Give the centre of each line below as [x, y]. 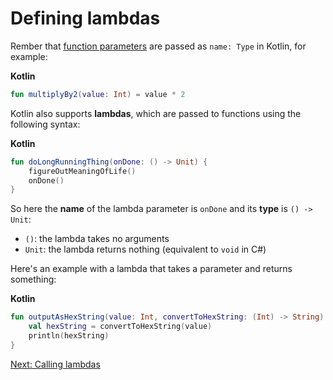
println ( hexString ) [69, 336]
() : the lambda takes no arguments [97, 239]
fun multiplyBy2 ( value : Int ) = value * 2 [98, 94]
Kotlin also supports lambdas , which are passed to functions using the [156, 113]
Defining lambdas [85, 18]
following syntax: [45, 124]
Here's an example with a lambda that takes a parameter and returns [151, 269]
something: [33, 279]
